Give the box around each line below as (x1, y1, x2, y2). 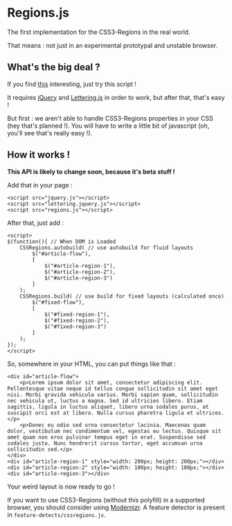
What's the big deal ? (7, 61, 100, 74)
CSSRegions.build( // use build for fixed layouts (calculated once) (19, 293, 225, 300)
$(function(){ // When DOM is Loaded (7, 238, 116, 245)
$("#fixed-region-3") (44, 323, 107, 330)
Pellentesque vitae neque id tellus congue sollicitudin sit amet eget (7, 385, 218, 392)
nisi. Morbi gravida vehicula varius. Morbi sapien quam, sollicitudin (7, 391, 218, 398)
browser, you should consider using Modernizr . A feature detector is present (7, 503, 225, 511)
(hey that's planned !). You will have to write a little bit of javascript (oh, (7, 121, 210, 130)
